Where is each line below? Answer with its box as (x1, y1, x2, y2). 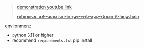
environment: (5, 23, 31, 29)
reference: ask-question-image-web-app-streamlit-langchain (16, 14, 139, 19)
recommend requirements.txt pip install (12, 37, 93, 43)
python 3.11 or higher (12, 32, 54, 38)
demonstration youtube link (16, 4, 72, 10)
